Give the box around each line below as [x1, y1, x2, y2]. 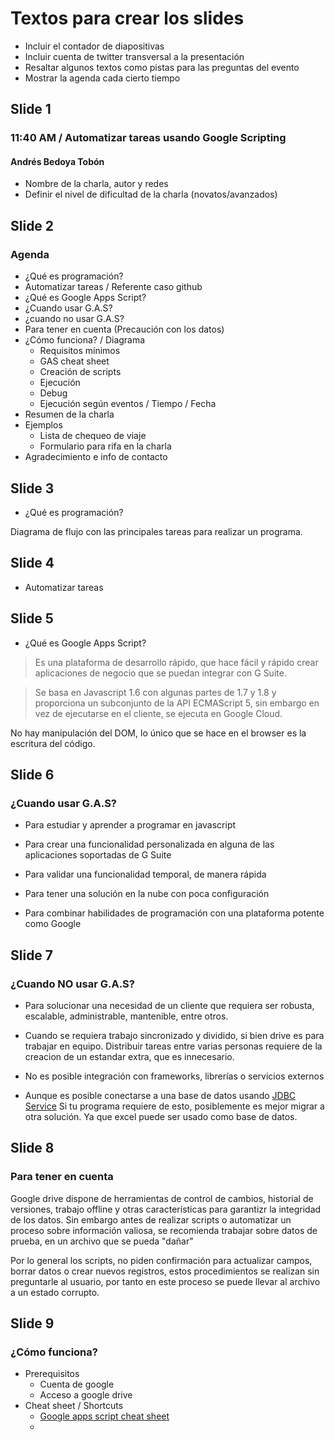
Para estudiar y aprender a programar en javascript [24, 819, 237, 831]
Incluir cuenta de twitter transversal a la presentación [24, 50, 245, 62]
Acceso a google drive [39, 1389, 133, 1401]
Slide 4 [10, 555, 55, 572]
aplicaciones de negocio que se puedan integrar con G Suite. [34, 667, 287, 679]
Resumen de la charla [24, 408, 115, 421]
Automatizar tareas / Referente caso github [24, 281, 203, 293]
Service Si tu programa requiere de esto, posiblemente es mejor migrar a [24, 1100, 325, 1112]
